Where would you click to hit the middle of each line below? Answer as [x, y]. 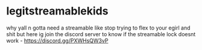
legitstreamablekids [57, 11]
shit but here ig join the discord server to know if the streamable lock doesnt [101, 34]
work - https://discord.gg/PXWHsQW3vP [57, 40]
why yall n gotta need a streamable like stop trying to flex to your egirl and [98, 28]
